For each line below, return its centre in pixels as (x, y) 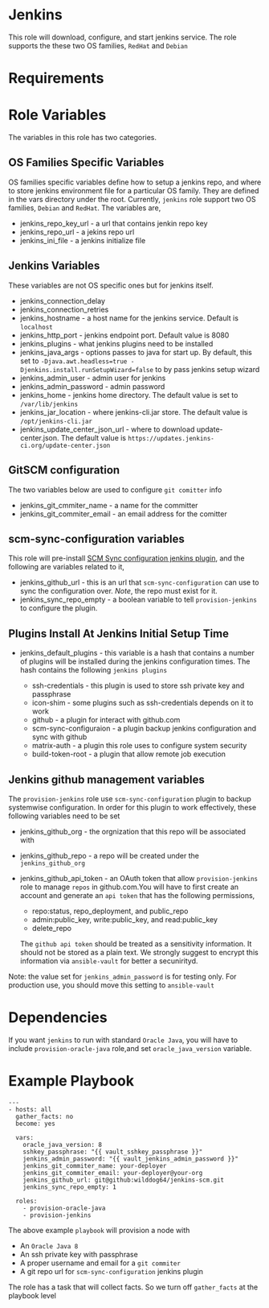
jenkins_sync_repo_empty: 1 (69, 1187)
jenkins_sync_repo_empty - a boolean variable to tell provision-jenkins (138, 600)
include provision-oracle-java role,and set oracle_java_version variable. (130, 1048)
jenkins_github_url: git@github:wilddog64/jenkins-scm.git (124, 1180)
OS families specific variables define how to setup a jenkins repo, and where (135, 182)
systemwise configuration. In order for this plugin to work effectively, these (132, 807)
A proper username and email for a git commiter (100, 1263)
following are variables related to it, (66, 567)
